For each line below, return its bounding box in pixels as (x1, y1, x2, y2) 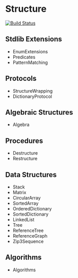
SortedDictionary (12, 211, 49, 217)
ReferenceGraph (12, 233, 47, 239)
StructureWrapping (12, 88, 53, 94)
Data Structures (5, 170, 57, 179)
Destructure (12, 150, 38, 156)
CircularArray (12, 195, 41, 201)
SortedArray (12, 200, 39, 206)
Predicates (12, 54, 36, 60)
